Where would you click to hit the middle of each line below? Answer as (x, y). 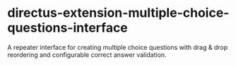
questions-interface (68, 28)
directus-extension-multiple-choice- (118, 13)
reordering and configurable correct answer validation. (87, 55)
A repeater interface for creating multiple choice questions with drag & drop (118, 47)
